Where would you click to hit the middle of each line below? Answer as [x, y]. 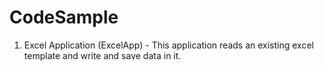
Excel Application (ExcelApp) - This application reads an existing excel [168, 45]
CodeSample [64, 17]
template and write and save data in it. [102, 55]
